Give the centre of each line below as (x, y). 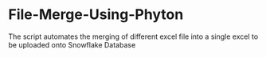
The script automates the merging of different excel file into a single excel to (133, 36)
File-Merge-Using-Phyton (96, 15)
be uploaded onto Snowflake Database (72, 44)
